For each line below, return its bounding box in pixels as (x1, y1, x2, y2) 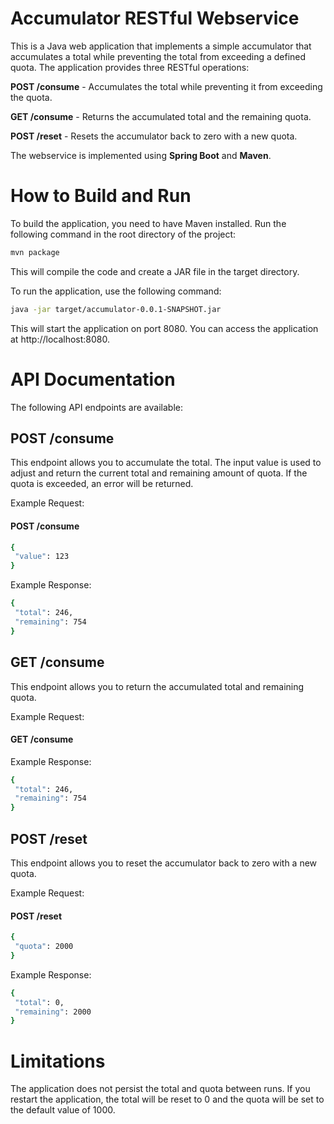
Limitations (10, 1050, 106, 1072)
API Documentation (10, 368, 176, 391)
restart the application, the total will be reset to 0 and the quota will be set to (10, 1093, 325, 1106)
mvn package (10, 247, 60, 257)
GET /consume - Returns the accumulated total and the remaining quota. (10, 110, 312, 122)
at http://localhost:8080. (10, 333, 111, 345)
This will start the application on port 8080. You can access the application (10, 322, 319, 334)
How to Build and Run (10, 185, 192, 207)
